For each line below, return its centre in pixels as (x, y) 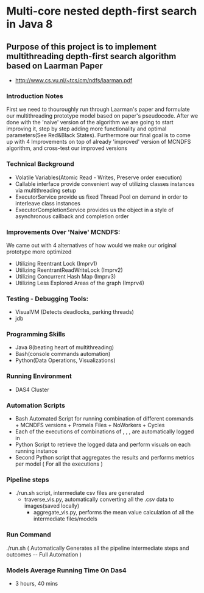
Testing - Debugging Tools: (47, 299)
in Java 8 (30, 24)
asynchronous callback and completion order (72, 216)
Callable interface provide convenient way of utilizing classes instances (105, 183)
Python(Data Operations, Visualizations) (65, 360)
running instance (36, 451)
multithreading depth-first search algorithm (91, 56)
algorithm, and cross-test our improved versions (67, 148)
